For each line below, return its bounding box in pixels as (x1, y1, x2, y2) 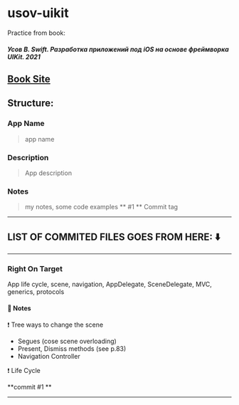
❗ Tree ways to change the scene (7, 320, 104, 329)
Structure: (7, 98, 54, 110)
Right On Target (7, 263, 63, 273)
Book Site (7, 73, 51, 85)
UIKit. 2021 (7, 52, 41, 61)
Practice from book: (7, 28, 66, 37)
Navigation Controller (17, 352, 80, 360)
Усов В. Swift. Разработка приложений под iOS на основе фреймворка (7, 45, 229, 53)
